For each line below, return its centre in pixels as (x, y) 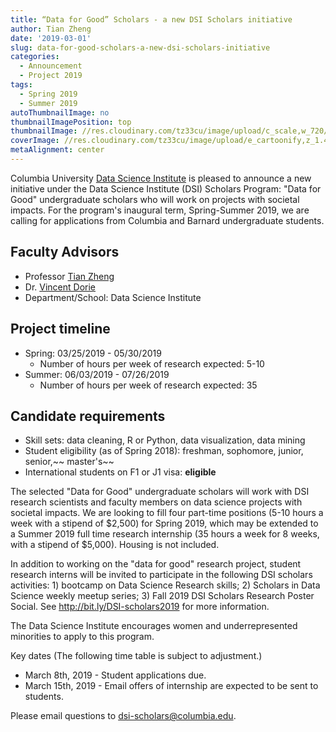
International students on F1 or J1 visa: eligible (120, 472)
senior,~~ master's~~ (69, 462)
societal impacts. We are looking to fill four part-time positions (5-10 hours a (167, 513)
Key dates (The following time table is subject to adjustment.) (136, 656)
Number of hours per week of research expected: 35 (148, 385)
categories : (35, 57)
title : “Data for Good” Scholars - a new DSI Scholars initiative (151, 19)
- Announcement (51, 66)
